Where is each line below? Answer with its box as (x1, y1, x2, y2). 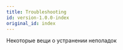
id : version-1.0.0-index (6, 15, 69, 21)
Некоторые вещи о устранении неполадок (6, 37, 117, 45)
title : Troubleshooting (6, 9, 67, 15)
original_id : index (6, 20, 56, 26)
